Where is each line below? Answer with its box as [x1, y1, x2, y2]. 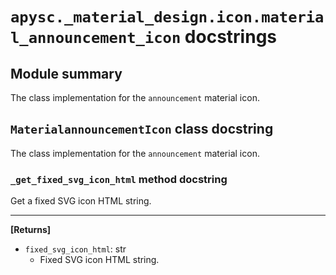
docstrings [184, 26, 277, 48]
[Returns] [10, 224, 52, 236]
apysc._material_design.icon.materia [10, 8, 325, 27]
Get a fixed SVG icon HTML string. [10, 195, 152, 207]
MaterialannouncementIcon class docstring [10, 121, 274, 138]
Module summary [10, 65, 123, 82]
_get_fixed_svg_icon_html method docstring [10, 172, 228, 186]
